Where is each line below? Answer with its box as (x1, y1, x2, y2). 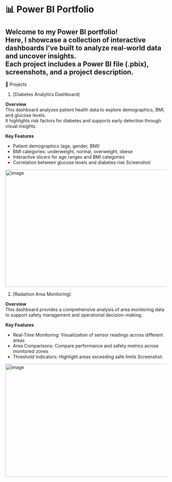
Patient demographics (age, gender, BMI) (12, 143, 100, 149)
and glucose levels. (5, 112, 46, 118)
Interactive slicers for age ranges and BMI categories (12, 154, 125, 160)
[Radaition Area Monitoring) (12, 291, 72, 297)
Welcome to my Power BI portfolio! (5, 27, 118, 36)
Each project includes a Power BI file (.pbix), (5, 60, 149, 68)
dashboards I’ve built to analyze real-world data (5, 44, 162, 52)
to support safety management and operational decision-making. (5, 312, 142, 318)
